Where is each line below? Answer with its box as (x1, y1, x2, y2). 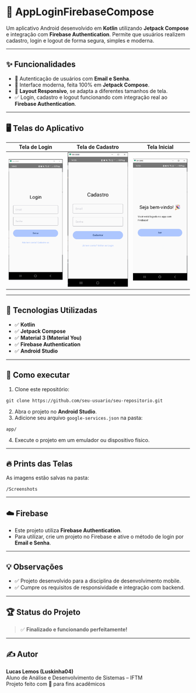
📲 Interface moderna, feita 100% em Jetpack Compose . (14, 81, 150, 88)
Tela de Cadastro (76, 143, 120, 151)
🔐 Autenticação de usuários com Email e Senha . (14, 75, 131, 82)
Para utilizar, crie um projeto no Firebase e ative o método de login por (14, 533, 184, 540)
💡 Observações (6, 561, 64, 572)
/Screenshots (6, 487, 38, 492)
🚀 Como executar (6, 370, 70, 380)
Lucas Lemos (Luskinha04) (6, 668, 74, 675)
